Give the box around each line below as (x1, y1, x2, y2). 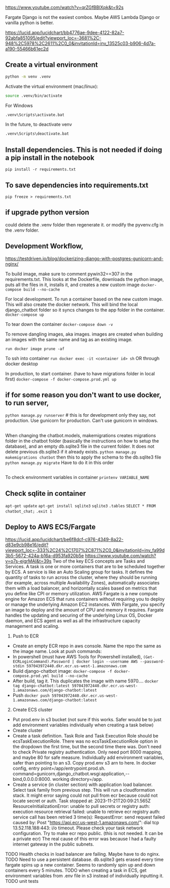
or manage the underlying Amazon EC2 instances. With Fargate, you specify (5, 601, 165, 607)
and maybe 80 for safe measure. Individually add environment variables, (12, 754, 164, 760)
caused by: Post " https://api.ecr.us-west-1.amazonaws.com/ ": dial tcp (12, 819, 159, 825)
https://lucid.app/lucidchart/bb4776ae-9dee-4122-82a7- (5, 30, 124, 35)
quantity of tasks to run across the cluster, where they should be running (5, 574, 157, 580)
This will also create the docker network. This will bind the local (5, 301, 138, 308)
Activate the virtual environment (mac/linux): (5, 83, 98, 89)
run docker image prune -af (5, 346, 65, 351)
